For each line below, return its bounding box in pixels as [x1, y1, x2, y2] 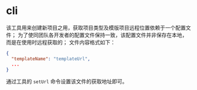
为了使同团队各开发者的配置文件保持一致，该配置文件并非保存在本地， [17, 31, 188, 39]
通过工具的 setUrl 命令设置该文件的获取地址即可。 [6, 78, 128, 85]
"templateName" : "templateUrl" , [11, 56, 91, 62]
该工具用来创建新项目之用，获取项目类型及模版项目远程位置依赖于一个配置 [6, 24, 186, 31]
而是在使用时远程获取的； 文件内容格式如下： [6, 39, 116, 46]
